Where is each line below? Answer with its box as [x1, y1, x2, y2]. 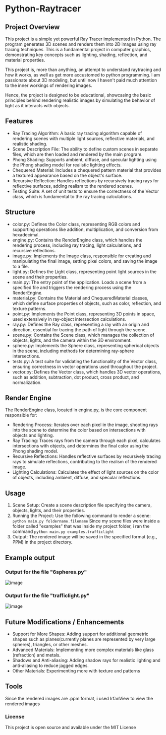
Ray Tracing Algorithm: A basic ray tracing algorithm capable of [12, 130, 142, 136]
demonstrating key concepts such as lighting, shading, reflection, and [5, 52, 148, 58]
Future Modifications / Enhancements [5, 618, 124, 626]
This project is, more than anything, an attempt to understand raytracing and [5, 67, 161, 73]
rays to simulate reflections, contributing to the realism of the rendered [12, 459, 157, 465]
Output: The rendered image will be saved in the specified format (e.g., [12, 534, 158, 540]
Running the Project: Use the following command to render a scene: [12, 513, 151, 519]
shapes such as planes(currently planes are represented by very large [12, 636, 156, 642]
